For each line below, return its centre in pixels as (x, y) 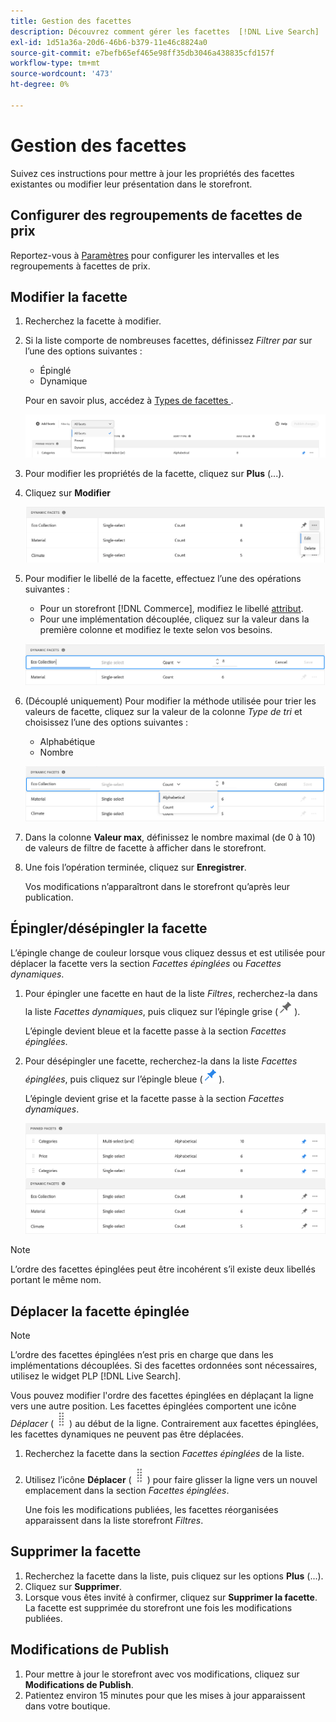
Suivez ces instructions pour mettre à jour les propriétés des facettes (152, 173)
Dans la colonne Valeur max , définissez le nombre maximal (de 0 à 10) (170, 837)
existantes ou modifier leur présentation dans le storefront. (131, 184)
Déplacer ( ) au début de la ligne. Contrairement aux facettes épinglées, (164, 1423)
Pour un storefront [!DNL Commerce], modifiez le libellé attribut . (171, 608)
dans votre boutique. (67, 1706)
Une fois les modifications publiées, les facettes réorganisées (151, 1509)
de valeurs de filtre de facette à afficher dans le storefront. (145, 848)
